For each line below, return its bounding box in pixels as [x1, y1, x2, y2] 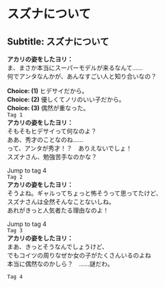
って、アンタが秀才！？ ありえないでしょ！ [7, 145, 132, 152]
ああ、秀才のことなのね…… [7, 136, 84, 144]
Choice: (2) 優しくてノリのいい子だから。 [7, 95, 125, 103]
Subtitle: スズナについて [7, 36, 110, 47]
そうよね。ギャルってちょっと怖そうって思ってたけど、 [7, 189, 162, 197]
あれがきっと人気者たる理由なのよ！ [7, 206, 110, 214]
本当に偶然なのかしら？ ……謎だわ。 [7, 260, 114, 268]
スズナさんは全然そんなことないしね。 [7, 198, 115, 205]
